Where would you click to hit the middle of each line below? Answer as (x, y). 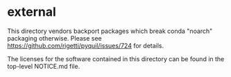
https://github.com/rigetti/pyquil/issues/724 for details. (86, 45)
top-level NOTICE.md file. (44, 66)
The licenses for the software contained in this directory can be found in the (116, 58)
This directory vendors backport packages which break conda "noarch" (110, 31)
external (32, 12)
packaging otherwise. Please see (54, 38)
